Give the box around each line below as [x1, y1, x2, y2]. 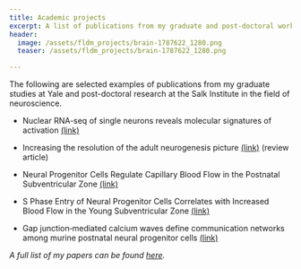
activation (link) [21, 125, 80, 135]
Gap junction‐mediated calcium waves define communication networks [21, 223, 285, 234]
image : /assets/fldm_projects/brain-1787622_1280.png [17, 38, 222, 48]
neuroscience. [9, 98, 63, 108]
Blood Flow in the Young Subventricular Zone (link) [21, 205, 211, 216]
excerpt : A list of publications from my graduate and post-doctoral [9, 22, 275, 30]
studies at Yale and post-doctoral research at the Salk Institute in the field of [9, 89, 290, 100]
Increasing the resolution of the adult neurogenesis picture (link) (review [21, 143, 289, 153]
